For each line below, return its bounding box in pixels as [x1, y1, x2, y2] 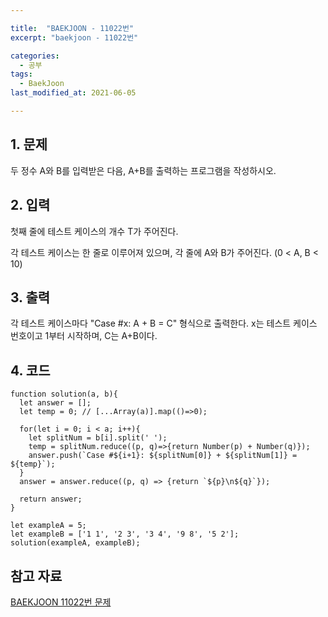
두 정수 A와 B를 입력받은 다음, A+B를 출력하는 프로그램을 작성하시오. [10, 164, 277, 176]
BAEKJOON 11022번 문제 [10, 596, 112, 608]
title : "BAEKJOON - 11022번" [10, 23, 135, 33]
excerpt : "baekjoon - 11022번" [10, 32, 139, 43]
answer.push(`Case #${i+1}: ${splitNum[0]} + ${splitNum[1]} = [28, 451, 298, 461]
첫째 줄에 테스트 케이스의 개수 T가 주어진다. [10, 225, 179, 237]
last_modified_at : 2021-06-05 [10, 88, 137, 98]
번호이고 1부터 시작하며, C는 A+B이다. [10, 330, 158, 342]
